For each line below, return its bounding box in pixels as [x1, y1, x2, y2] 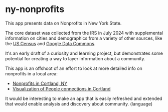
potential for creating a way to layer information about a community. [5, 55, 145, 61]
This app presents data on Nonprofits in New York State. [5, 20, 122, 26]
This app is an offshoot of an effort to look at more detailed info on [5, 65, 143, 71]
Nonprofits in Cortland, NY [12, 80, 68, 86]
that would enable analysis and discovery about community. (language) [5, 100, 153, 106]
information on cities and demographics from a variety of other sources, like [5, 35, 162, 41]
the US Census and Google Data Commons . [5, 40, 96, 46]
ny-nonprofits [5, 4, 65, 15]
